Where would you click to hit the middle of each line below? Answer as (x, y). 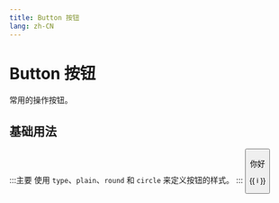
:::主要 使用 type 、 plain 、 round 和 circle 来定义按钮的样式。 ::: (126, 180)
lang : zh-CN (31, 26)
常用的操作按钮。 (41, 100)
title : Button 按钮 (45, 18)
